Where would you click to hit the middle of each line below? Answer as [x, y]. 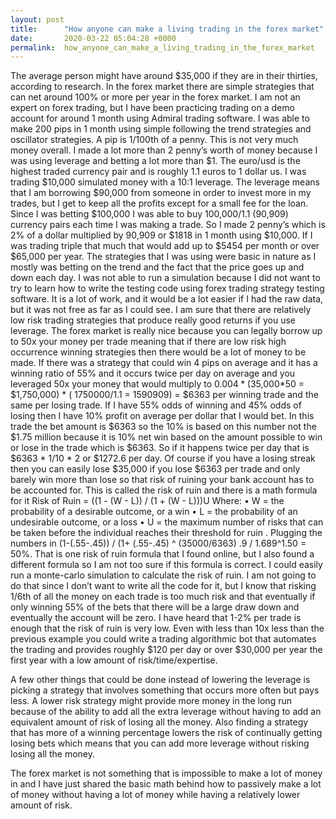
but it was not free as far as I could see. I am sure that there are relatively [161, 310]
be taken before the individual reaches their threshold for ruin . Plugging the [166, 533]
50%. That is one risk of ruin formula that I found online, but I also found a [162, 554]
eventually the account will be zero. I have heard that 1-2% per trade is [156, 618]
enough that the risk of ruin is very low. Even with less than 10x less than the [167, 628]
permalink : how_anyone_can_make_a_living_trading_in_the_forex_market [162, 47]
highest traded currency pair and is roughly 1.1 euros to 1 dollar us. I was [158, 172]
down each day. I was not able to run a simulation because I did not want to [165, 278]
